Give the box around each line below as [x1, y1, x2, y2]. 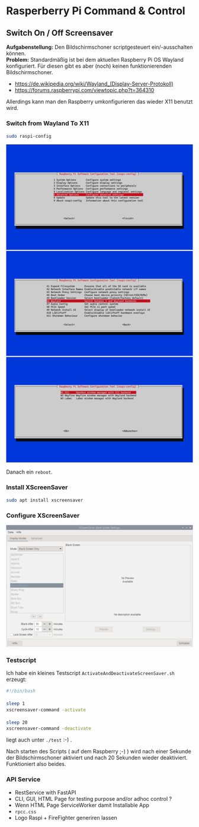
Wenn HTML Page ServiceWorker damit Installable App [14, 801, 150, 809]
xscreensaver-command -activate [6, 706, 86, 713]
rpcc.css [14, 809, 37, 815]
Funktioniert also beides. [6, 761, 66, 768]
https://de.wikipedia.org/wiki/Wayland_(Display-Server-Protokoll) [14, 80, 174, 87]
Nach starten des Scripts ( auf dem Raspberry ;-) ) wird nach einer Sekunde [6, 748, 191, 755]
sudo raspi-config [6, 134, 52, 140]
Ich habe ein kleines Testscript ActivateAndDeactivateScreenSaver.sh [6, 670, 175, 677]
